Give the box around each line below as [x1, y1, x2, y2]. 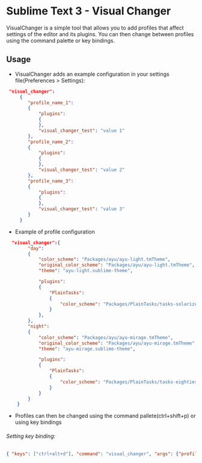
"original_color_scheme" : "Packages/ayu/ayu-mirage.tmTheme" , [38, 340, 198, 346]
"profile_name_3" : [28, 178, 74, 184]
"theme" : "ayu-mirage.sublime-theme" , [38, 346, 136, 352]
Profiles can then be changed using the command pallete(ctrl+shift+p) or [14, 412, 197, 420]
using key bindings [14, 418, 62, 426]
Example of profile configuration [14, 228, 95, 235]
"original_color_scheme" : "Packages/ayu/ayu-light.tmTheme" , [38, 262, 195, 269]
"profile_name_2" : [28, 138, 74, 145]
